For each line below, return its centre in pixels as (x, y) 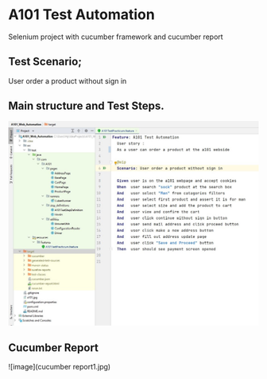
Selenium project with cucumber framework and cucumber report (116, 37)
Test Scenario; (45, 62)
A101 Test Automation (81, 15)
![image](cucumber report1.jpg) (60, 367)
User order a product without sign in (68, 80)
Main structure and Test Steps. (86, 106)
